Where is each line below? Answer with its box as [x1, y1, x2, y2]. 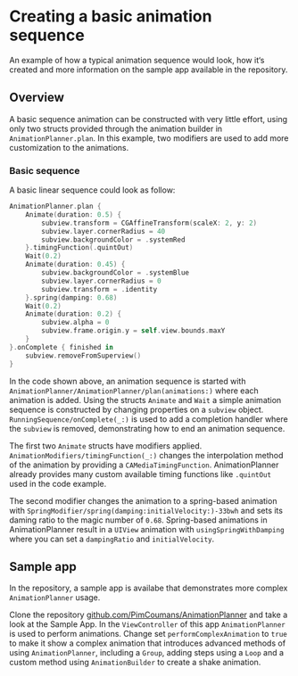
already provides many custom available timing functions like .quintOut [9, 468, 272, 479]
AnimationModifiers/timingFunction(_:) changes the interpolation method [9, 449, 284, 460]
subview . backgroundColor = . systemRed [41, 235, 186, 244]
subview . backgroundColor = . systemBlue [41, 268, 190, 277]
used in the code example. [9, 478, 107, 489]
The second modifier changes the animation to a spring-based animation [9, 495, 277, 506]
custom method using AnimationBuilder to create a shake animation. [9, 657, 261, 668]
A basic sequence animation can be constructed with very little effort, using [9, 113, 288, 124]
